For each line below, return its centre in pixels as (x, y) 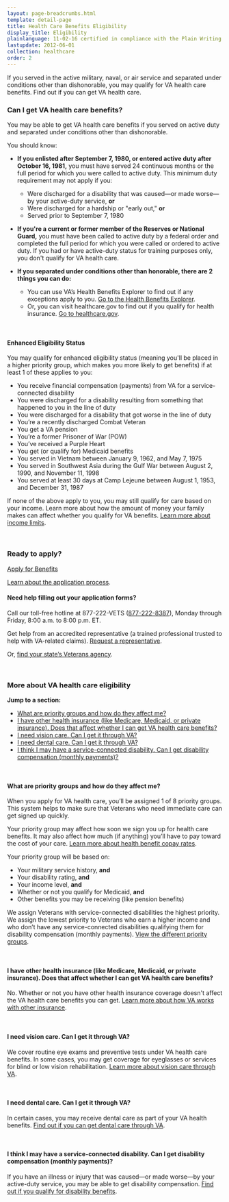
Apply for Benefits (32, 569)
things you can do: (44, 279)
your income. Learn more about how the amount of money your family (106, 508)
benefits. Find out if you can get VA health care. (74, 92)
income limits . (27, 523)
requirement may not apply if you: (65, 181)
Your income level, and (49, 885)
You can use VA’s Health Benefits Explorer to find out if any (110, 292)
